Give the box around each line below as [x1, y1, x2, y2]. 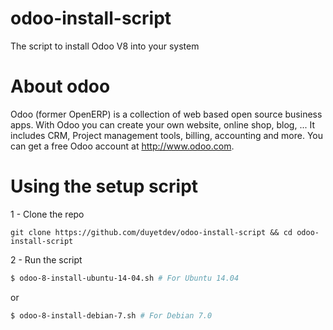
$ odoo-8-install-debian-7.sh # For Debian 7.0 [10, 310, 213, 321]
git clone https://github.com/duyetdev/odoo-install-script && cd [10, 227, 293, 237]
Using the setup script [10, 175, 199, 198]
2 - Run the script [10, 253, 83, 266]
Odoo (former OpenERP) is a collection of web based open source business [10, 108, 323, 120]
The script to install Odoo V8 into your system [10, 40, 200, 52]
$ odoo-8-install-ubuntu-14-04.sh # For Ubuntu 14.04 [10, 273, 240, 283]
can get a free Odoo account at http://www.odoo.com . [10, 140, 235, 152]
